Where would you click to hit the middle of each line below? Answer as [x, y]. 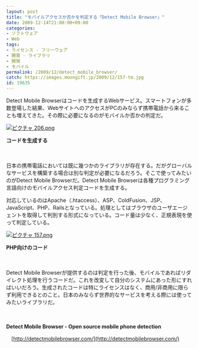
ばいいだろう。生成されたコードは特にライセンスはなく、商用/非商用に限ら [98, 287]
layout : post [22, 12]
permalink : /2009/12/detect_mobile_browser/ [62, 72]
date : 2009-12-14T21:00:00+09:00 [47, 22]
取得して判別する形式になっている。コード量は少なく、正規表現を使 [109, 215]
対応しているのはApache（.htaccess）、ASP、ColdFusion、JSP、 [86, 200]
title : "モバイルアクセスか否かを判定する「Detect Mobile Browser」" [85, 17]
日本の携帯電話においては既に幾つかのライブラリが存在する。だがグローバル [99, 165]
